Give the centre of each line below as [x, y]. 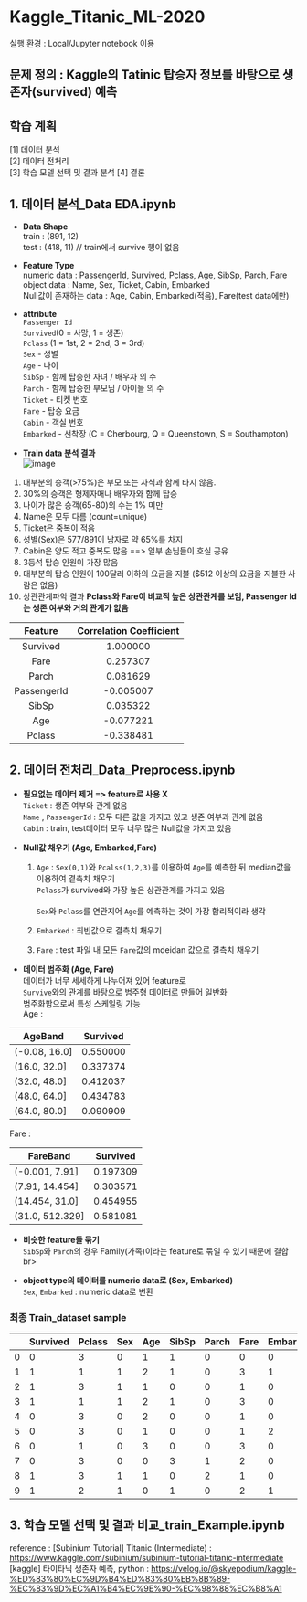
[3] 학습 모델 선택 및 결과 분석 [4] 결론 [78, 173]
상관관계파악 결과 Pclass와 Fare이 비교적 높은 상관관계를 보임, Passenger [155, 596]
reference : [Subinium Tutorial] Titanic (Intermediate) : [111, 1548]
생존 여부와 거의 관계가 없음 [80, 607]
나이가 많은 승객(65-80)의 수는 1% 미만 [93, 505]
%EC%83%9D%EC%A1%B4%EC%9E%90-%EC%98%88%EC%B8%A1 [146, 1588]
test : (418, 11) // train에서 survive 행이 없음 [101, 247]
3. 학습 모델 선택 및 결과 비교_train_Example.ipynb [147, 1526]
